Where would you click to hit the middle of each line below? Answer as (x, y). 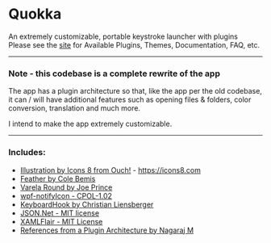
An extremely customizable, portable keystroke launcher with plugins (123, 36)
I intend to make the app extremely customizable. (90, 124)
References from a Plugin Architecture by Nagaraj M (107, 230)
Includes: (27, 153)
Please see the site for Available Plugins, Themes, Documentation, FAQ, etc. (134, 44)
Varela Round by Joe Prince (66, 187)
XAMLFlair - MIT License (61, 221)
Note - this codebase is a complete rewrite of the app (114, 73)
